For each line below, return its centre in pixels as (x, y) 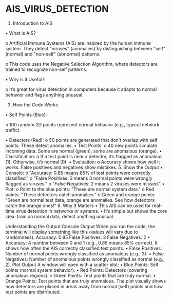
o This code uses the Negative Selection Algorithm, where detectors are (82, 64)
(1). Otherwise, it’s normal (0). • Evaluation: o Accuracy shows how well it (83, 162)
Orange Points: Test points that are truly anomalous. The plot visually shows (86, 281)
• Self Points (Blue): (26, 115)
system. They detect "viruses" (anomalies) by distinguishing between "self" (85, 48)
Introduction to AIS (33, 23)
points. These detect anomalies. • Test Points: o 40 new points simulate (81, 145)
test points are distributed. (33, 292)
